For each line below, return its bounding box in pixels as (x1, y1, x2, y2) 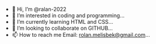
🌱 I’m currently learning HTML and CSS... (11, 18, 114, 25)
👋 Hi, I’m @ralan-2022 (11, 6, 67, 12)
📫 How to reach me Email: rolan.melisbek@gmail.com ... (11, 32, 151, 38)
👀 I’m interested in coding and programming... (11, 12, 125, 19)
